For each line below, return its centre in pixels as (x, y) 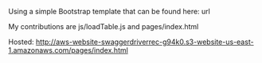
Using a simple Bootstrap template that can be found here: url (109, 11)
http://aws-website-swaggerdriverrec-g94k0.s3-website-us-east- (145, 42)
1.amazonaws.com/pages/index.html (68, 50)
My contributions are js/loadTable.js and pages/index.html (104, 26)
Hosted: (21, 42)
